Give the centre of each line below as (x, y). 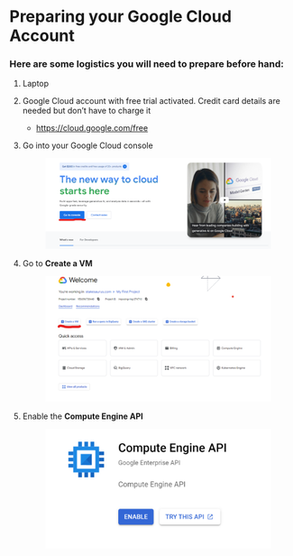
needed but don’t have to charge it (87, 111)
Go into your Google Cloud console (87, 145)
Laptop (36, 84)
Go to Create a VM (57, 264)
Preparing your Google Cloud (121, 17)
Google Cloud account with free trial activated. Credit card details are (151, 101)
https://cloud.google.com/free (92, 128)
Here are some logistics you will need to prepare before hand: (146, 64)
